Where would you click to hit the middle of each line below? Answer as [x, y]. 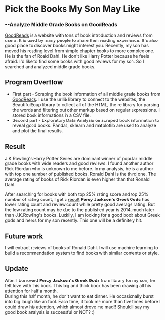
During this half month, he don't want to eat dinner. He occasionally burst [79, 296]
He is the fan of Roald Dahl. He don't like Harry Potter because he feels [77, 56]
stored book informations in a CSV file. [51, 115]
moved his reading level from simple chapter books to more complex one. [80, 51]
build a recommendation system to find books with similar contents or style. [82, 253]
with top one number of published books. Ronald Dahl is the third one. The [81, 174]
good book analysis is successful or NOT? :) [50, 312]
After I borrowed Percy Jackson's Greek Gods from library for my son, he [80, 280]
